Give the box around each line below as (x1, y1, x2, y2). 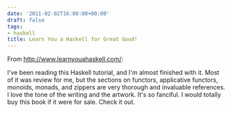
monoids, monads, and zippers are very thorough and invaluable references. (7, 83, 226, 92)
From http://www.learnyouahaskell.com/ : (7, 55, 123, 63)
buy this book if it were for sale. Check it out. (7, 98, 135, 106)
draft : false (7, 17, 45, 24)
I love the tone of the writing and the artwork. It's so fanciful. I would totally (7, 91, 222, 99)
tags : (7, 23, 23, 30)
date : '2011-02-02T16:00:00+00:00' (7, 10, 110, 17)
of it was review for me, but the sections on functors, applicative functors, (7, 76, 218, 84)
